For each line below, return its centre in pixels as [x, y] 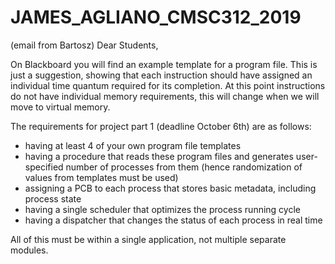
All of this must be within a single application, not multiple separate [148, 239]
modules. [29, 250]
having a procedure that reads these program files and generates [159, 156]
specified [44, 167]
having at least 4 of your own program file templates [133, 145]
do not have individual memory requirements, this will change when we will [165, 96]
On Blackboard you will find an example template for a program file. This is [164, 64]
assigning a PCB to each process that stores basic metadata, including [170, 188]
